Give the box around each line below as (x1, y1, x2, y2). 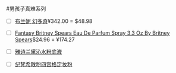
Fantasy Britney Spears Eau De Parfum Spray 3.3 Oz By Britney (14, 29, 170, 36)
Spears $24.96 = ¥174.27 (14, 36, 76, 43)
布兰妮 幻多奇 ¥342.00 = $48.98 (14, 18, 93, 25)
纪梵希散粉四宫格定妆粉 (14, 61, 73, 68)
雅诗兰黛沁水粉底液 (14, 48, 62, 55)
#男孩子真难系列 (6, 5, 46, 12)
